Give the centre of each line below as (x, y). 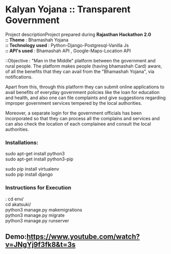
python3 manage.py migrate (35, 215)
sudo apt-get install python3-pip (39, 159)
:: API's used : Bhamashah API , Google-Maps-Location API (68, 51)
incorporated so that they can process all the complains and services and (82, 118)
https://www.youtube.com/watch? (83, 236)
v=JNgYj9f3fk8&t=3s (40, 245)
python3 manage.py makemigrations (44, 210)
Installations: (22, 143)
